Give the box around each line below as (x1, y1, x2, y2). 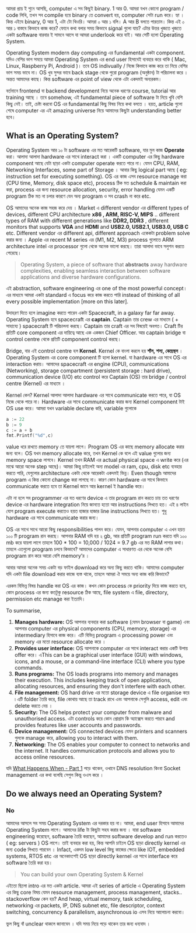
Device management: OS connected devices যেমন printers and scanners (14, 728, 188, 735)
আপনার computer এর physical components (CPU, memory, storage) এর (14, 625, 176, 632)
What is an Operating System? (6, 131, 119, 141)
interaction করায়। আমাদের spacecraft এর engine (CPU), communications (6, 360, 169, 368)
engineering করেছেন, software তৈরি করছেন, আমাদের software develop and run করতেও (6, 833, 187, 839)
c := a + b (6, 427, 33, 433)
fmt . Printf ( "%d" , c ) (6, 433, 54, 438)
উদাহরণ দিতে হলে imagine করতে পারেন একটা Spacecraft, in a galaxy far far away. (6, 309, 175, 316)
